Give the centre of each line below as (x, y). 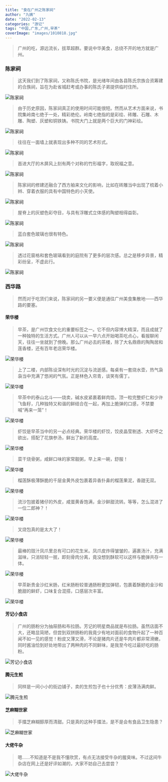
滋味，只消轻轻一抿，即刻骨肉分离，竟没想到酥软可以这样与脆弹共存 (88, 557)
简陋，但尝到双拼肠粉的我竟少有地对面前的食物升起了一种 (99, 632)
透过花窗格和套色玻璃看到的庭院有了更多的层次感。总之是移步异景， (88, 255)
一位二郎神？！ (33, 508)
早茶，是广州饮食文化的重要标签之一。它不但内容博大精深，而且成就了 (90, 329)
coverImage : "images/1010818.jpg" (41, 33)
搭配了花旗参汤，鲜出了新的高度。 (66, 438)
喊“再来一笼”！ (33, 410)
